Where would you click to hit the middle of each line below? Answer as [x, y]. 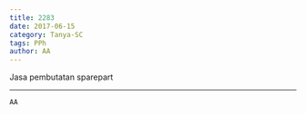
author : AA [30, 52]
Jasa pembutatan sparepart [61, 77]
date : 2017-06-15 [42, 26]
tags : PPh [28, 43]
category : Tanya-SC [46, 34]
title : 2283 [32, 18]
